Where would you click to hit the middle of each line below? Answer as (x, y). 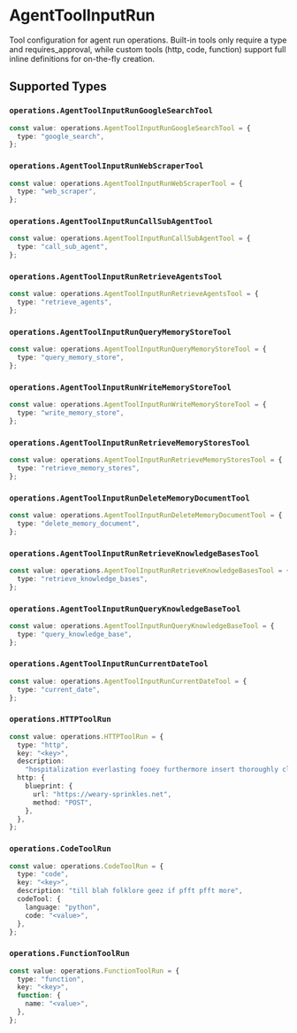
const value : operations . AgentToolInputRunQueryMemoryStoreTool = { (138, 350)
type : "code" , (43, 874)
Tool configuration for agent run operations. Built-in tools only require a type (148, 40)
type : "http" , (43, 745)
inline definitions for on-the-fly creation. (82, 58)
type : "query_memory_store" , (71, 358)
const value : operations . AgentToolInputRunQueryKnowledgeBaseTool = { (142, 625)
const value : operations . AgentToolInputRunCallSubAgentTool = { (130, 239)
